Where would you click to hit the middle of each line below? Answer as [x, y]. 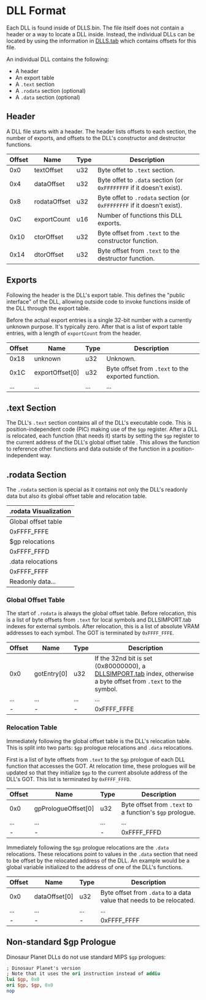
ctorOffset [49, 237]
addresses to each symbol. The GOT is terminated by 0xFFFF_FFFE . [90, 633]
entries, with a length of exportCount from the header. [74, 333]
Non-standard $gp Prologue [61, 942]
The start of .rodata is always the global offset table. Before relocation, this [101, 613]
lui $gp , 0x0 [23, 980]
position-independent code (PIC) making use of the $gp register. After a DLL [102, 429]
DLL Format [36, 11]
